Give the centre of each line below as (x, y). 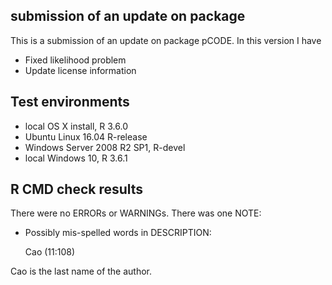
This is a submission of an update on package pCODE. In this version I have (166, 40)
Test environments (70, 102)
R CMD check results (77, 189)
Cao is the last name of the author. (81, 271)
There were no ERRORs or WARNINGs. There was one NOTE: (136, 213)
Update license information (80, 70)
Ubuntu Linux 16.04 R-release (86, 136)
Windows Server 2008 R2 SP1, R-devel (105, 147)
